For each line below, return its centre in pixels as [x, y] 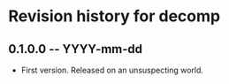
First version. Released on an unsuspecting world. [112, 70]
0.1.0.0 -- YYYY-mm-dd [76, 49]
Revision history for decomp [114, 16]
